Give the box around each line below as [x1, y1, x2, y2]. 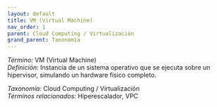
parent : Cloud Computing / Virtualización [7, 30, 134, 37]
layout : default [7, 10, 55, 18]
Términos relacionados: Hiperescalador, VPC [7, 92, 139, 101]
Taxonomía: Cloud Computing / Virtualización [7, 84, 140, 93]
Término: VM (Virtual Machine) [7, 56, 97, 64]
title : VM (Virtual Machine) [7, 17, 93, 24]
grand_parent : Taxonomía [7, 37, 81, 44]
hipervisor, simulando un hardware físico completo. [7, 71, 157, 80]
